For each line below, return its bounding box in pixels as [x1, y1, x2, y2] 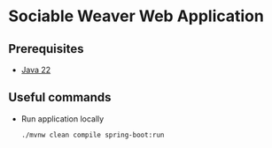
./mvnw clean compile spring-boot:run [20, 130, 165, 139]
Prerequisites [8, 41, 84, 56]
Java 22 [20, 64, 51, 75]
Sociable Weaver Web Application [8, 6, 265, 26]
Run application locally [20, 113, 105, 124]
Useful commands [8, 90, 112, 105]
